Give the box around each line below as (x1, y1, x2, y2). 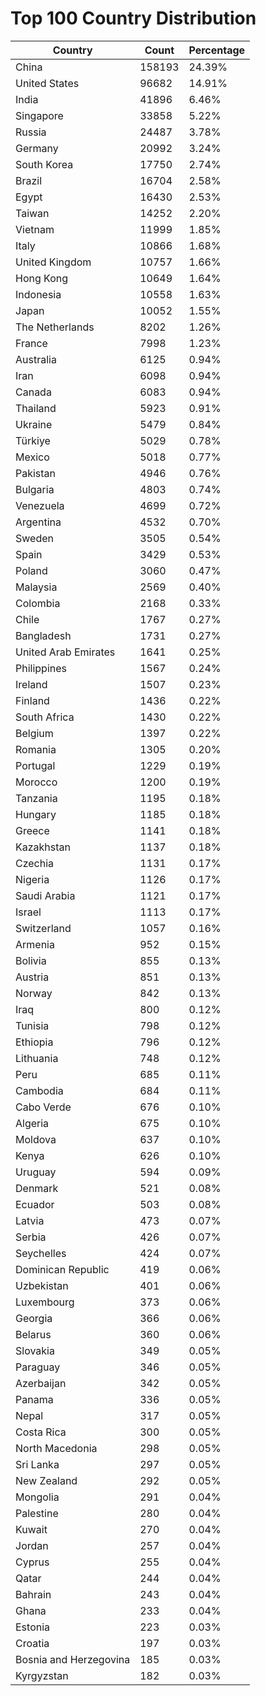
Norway (15, 986, 53, 1000)
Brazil (15, 173, 43, 187)
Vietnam (15, 222, 55, 236)
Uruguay (15, 1165, 57, 1179)
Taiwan (15, 206, 50, 220)
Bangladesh (15, 628, 72, 642)
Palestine (15, 1506, 59, 1520)
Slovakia (15, 1343, 55, 1357)
